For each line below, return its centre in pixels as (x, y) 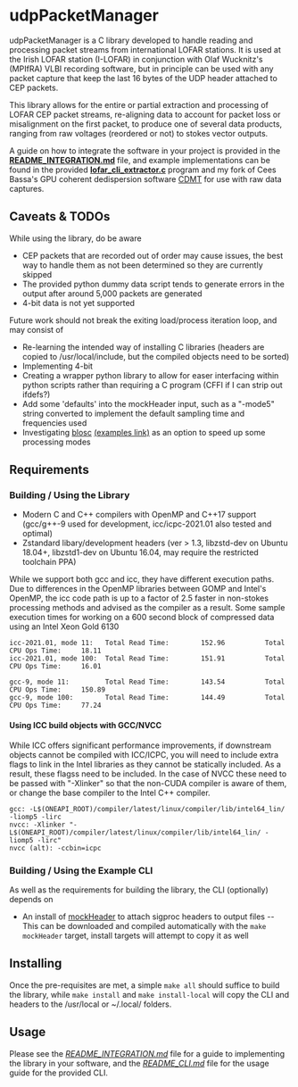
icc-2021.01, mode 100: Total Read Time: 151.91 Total (147, 659)
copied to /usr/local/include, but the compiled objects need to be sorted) (156, 356)
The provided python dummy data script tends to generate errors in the (153, 284)
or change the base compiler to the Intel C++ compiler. (110, 792)
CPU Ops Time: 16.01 (55, 667)
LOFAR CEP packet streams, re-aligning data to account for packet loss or (145, 114)
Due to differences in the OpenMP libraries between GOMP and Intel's (138, 589)
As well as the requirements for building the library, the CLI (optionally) (139, 890)
